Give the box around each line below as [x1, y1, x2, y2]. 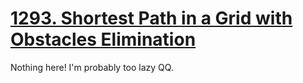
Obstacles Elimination [10, 28, 197, 51]
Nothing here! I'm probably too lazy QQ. [10, 61, 174, 73]
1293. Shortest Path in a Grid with [10, 7, 293, 30]
